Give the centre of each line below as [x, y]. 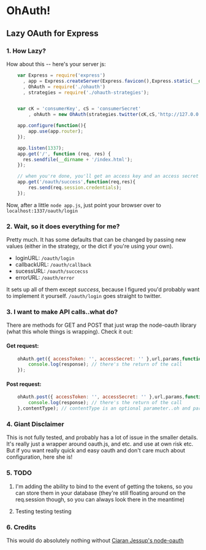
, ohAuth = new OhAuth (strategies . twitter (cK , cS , [93, 115]
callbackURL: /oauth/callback [53, 265]
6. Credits [21, 527]
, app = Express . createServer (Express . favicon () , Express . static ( [108, 81]
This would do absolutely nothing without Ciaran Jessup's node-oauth [95, 540]
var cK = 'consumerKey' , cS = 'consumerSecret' [79, 109]
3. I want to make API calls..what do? [62, 311]
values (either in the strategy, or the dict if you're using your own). [90, 246]
